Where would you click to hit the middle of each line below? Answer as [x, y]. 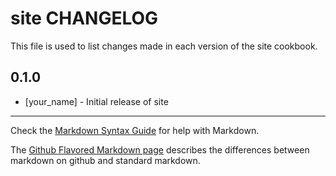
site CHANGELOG [84, 18]
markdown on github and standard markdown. [105, 160]
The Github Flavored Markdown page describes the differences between [160, 149]
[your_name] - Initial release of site [96, 101]
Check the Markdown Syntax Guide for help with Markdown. [135, 130]
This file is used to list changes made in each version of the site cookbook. [164, 46]
